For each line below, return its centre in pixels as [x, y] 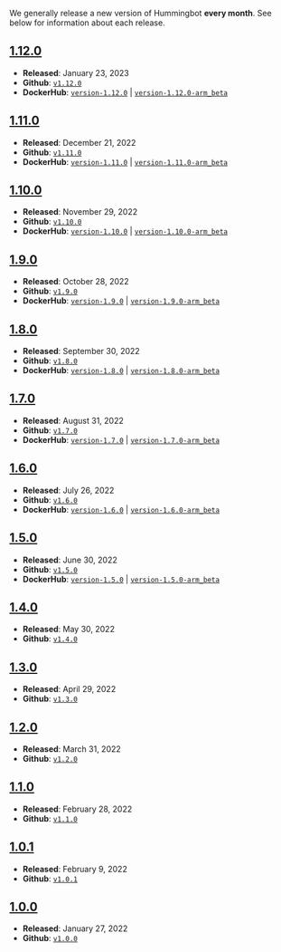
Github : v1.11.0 [52, 152]
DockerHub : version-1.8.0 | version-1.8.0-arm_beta [121, 370]
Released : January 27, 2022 [75, 928]
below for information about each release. [87, 23]
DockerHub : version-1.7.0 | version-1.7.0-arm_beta [121, 439]
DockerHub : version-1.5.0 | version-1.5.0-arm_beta [121, 579]
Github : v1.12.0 [52, 82]
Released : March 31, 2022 [72, 749]
